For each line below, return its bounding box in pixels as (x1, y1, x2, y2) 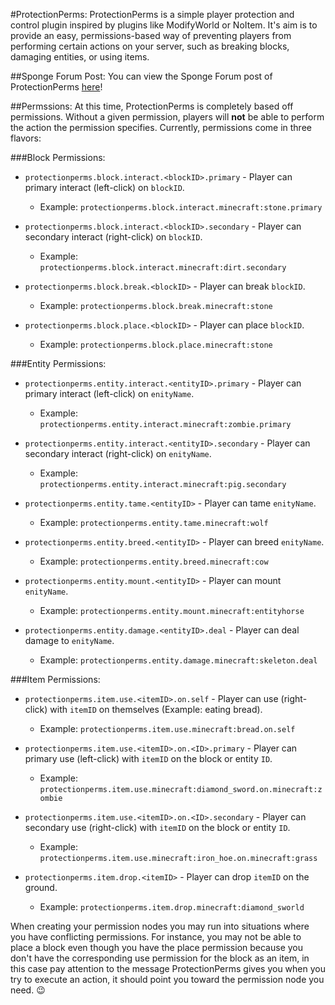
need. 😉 (10, 984, 46, 996)
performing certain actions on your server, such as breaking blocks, (10, 40, 290, 52)
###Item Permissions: (10, 674, 101, 685)
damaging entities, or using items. (10, 51, 150, 63)
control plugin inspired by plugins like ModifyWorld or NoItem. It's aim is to (10, 19, 318, 31)
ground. (24, 882, 58, 893)
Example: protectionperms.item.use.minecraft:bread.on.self (39, 723, 296, 734)
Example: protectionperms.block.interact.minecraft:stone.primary (39, 201, 323, 213)
